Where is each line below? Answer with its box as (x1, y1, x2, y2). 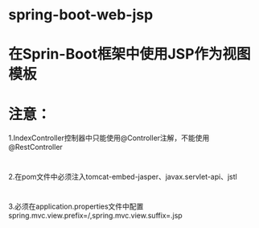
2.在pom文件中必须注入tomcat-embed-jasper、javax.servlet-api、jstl (8, 172, 237, 181)
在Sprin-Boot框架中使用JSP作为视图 (8, 45, 251, 64)
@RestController (8, 143, 63, 152)
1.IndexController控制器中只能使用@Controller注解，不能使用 (8, 133, 210, 143)
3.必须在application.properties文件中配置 (8, 201, 144, 211)
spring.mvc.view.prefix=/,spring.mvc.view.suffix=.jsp (8, 210, 183, 220)
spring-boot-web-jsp (8, 6, 154, 24)
